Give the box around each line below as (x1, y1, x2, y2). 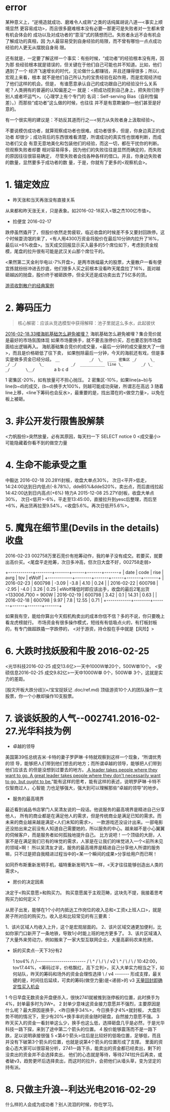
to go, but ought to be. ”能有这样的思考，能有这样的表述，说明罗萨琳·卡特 (5, 778, 157, 784)
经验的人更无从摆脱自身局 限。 (5, 44, 69, 50)
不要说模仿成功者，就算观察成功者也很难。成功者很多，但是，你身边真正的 (5, 128, 160, 134)
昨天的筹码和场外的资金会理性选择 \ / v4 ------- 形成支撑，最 (30, 971, 157, 977)
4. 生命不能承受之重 (5, 459, 87, 471)
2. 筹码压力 (5, 302, 52, 314)
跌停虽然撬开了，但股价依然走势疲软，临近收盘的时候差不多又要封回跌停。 (5, 229, 160, 235)
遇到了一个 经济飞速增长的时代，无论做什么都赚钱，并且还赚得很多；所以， (5, 68, 162, 74)
